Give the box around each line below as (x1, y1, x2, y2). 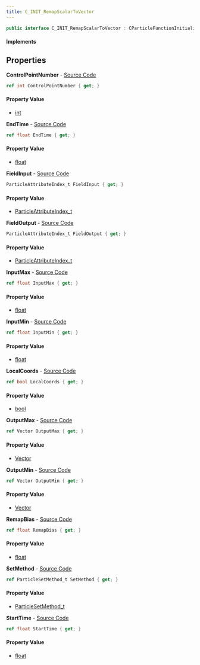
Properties (6, 55, 46, 66)
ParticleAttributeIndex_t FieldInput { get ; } (6, 182, 124, 188)
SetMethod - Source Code (6, 565, 72, 572)
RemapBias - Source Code (6, 515, 73, 523)
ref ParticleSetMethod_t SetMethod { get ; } (6, 576, 118, 582)
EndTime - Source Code (6, 120, 67, 127)
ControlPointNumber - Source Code (6, 71, 96, 78)
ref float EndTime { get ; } (6, 132, 76, 138)
